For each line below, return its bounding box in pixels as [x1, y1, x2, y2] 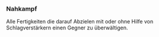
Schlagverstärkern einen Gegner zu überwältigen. [6, 24, 129, 31]
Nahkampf [6, 5, 37, 13]
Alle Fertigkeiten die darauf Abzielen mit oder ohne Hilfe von [6, 18, 154, 25]
